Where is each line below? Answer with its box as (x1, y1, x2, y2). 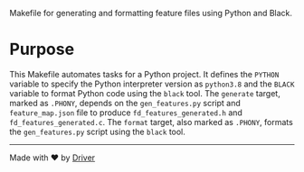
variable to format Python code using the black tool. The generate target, (9, 87, 280, 98)
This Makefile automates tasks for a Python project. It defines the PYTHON (9, 68, 280, 79)
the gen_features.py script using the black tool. (9, 126, 185, 137)
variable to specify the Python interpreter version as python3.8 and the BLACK (9, 78, 295, 89)
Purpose (9, 40, 75, 59)
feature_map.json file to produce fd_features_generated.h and (9, 107, 242, 118)
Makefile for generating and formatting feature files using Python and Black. (9, 8, 292, 18)
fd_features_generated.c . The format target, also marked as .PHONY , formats (9, 116, 294, 127)
